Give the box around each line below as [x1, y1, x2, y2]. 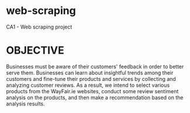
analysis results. [6, 100, 45, 107]
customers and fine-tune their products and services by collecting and [6, 75, 177, 82]
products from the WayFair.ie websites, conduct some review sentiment [6, 87, 179, 94]
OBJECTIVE [6, 44, 64, 57]
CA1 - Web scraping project [6, 23, 72, 30]
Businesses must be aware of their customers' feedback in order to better [6, 63, 184, 70]
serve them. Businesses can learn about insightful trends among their [6, 69, 174, 76]
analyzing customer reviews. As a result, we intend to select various [6, 82, 170, 89]
